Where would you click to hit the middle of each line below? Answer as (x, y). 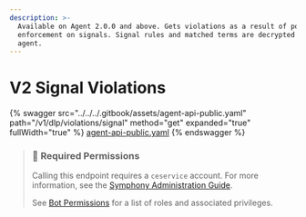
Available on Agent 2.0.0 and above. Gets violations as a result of (152, 26)
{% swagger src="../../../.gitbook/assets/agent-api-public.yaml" (128, 113)
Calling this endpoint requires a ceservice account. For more (145, 176)
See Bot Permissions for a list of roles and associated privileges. (152, 203)
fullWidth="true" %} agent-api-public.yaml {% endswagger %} (127, 133)
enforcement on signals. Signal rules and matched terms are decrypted (157, 35)
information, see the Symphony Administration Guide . (132, 185)
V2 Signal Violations (88, 88)
